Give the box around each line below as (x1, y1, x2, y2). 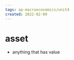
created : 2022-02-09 (5, 12, 48, 17)
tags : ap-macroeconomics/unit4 (5, 7, 70, 12)
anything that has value (12, 49, 60, 55)
